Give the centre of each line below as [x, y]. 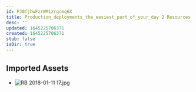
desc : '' [17, 22]
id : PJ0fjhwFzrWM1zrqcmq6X [39, 11]
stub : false [21, 39]
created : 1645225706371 [35, 34]
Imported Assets [37, 68]
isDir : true [21, 45]
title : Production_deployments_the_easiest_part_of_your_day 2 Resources [99, 17]
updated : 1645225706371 [35, 28]
